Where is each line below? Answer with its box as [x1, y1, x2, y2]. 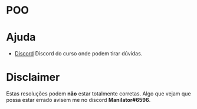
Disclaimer [6, 71, 60, 84]
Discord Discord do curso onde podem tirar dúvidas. [14, 50, 143, 57]
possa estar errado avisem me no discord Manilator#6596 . [6, 97, 151, 104]
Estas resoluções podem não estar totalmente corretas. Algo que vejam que [6, 90, 191, 97]
